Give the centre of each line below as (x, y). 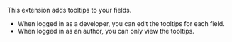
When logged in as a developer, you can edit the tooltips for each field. (121, 23)
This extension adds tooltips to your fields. (70, 10)
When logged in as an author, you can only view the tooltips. (106, 31)
